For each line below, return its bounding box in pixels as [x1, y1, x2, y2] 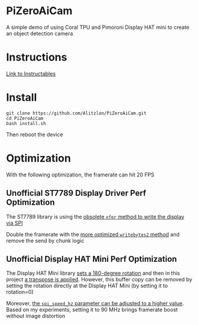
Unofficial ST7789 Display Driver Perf [6, 188, 147, 198]
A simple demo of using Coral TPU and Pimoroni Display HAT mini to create [6, 24, 190, 31]
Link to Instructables [6, 70, 56, 77]
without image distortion [6, 313, 66, 320]
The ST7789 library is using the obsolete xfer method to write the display [6, 213, 184, 220]
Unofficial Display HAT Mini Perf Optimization [6, 254, 177, 264]
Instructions [6, 51, 67, 64]
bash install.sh [6, 120, 46, 126]
